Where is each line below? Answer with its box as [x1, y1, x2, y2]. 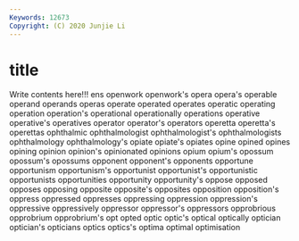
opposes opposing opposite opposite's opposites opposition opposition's [9, 184, 279, 195]
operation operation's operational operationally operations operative [9, 108, 261, 119]
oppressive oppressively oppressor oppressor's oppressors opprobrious [9, 203, 277, 214]
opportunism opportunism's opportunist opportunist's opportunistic [9, 165, 259, 176]
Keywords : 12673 [9, 12, 70, 22]
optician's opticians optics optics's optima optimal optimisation [9, 222, 241, 233]
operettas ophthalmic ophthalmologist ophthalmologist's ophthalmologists [9, 127, 282, 138]
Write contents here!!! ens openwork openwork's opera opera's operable [9, 89, 278, 100]
